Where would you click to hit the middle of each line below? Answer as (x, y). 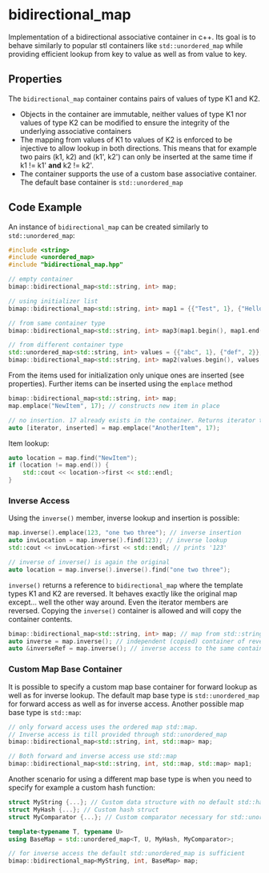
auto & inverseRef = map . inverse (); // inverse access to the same (121, 649)
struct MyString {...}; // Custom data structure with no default (121, 802)
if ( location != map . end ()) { (59, 465)
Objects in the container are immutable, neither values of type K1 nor (133, 114)
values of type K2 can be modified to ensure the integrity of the (124, 123)
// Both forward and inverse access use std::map (93, 756)
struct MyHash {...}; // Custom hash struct (84, 810)
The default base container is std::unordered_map (102, 182)
